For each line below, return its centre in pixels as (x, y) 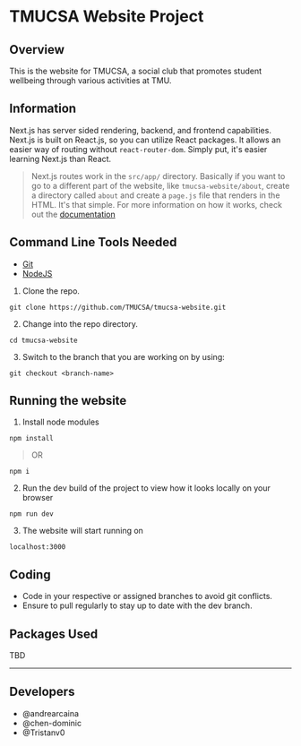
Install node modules (61, 422)
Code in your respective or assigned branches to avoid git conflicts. (147, 596)
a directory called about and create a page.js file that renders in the (155, 195)
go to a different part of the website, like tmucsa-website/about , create (160, 185)
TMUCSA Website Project (107, 17)
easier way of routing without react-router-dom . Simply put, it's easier (138, 149)
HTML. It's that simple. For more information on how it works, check (156, 204)
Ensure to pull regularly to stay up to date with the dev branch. (137, 605)
